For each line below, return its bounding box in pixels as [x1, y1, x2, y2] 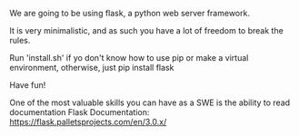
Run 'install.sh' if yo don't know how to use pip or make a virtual [9, 53, 249, 63]
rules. [9, 35, 31, 45]
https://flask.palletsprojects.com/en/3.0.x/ [9, 117, 167, 127]
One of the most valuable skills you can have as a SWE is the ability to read [9, 97, 291, 108]
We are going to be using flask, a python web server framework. [9, 8, 250, 18]
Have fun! [9, 80, 46, 90]
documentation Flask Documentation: [9, 107, 150, 117]
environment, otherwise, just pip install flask [9, 63, 174, 73]
